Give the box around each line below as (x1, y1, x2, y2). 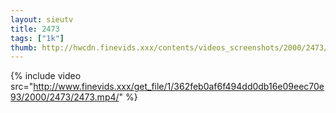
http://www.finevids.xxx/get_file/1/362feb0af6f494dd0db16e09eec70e (33, 81, 325, 93)
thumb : (10, 42, 38, 53)
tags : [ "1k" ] (10, 33, 65, 43)
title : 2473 (10, 24, 60, 34)
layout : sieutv (10, 14, 74, 25)
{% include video (10, 70, 82, 82)
